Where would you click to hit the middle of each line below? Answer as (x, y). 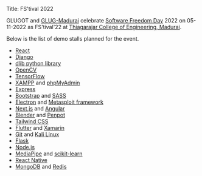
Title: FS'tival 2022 (30, 9)
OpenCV (26, 70)
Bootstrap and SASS (41, 96)
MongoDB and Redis (41, 167)
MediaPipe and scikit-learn (49, 154)
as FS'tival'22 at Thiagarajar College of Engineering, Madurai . (104, 27)
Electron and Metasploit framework (59, 102)
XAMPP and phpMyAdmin (47, 83)
